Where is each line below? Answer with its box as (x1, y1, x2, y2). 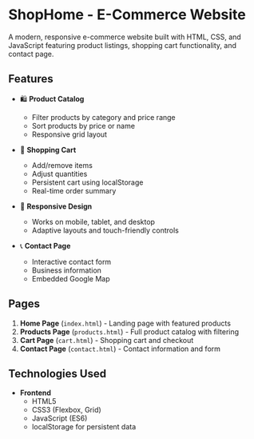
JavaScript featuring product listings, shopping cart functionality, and (8, 40, 237, 50)
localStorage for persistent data (31, 422, 137, 432)
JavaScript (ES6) (31, 413, 88, 423)
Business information (31, 265, 102, 275)
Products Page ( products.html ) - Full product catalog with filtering (19, 326, 240, 337)
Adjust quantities (31, 169, 88, 178)
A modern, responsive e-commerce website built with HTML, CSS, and (8, 32, 241, 42)
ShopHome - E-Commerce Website (8, 6, 246, 24)
